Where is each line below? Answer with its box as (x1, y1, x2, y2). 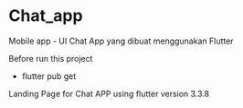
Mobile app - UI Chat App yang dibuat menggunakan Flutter (8, 35, 234, 46)
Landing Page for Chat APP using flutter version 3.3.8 (8, 88, 210, 99)
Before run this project (8, 53, 93, 64)
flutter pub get (21, 70, 77, 82)
